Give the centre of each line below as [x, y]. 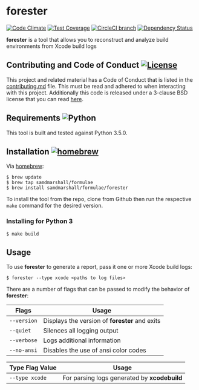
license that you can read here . [45, 99]
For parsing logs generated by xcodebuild [122, 378]
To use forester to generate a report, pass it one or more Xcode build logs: [99, 267]
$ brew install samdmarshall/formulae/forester [67, 188]
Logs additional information [82, 340]
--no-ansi [23, 350]
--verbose [23, 341]
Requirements [33, 118]
